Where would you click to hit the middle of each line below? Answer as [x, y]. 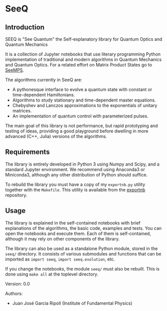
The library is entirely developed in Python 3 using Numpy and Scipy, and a [82, 164]
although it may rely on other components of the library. [62, 238]
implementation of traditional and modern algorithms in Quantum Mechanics [83, 59]
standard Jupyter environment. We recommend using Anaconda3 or [75, 169]
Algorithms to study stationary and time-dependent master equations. [84, 100]
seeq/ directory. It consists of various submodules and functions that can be [83, 253]
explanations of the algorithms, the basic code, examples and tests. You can [83, 228]
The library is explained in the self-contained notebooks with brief [73, 222]
